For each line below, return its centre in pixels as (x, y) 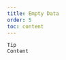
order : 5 (19, 20)
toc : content (26, 26)
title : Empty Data (33, 13)
